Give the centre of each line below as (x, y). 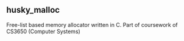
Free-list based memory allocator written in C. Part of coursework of (92, 24)
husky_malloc (33, 10)
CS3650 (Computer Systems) (43, 31)
